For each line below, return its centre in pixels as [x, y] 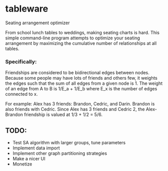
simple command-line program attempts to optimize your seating [73, 38]
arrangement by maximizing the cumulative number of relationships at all [81, 43]
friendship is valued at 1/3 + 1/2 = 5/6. [63, 115]
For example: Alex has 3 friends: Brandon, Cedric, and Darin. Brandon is [80, 104]
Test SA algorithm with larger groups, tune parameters [69, 143]
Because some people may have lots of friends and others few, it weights [81, 78]
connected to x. [21, 94]
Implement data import [36, 148]
